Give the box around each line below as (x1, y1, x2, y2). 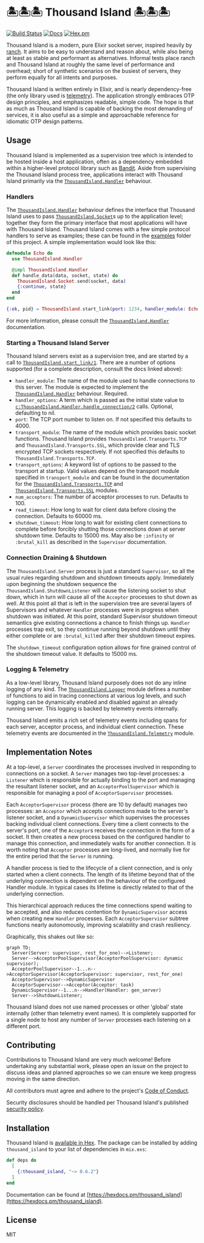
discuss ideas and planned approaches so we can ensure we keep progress (6, 1069, 197, 1076)
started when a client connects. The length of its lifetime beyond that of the (6, 870, 195, 878)
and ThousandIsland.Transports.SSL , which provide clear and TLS (15, 441, 180, 449)
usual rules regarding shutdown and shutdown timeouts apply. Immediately (6, 574, 194, 581)
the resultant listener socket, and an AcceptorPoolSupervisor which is (6, 782, 180, 790)
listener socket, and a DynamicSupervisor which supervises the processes (6, 814, 190, 821)
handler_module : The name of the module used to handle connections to (15, 377, 195, 384)
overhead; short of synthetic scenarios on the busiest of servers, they (6, 67, 181, 74)
